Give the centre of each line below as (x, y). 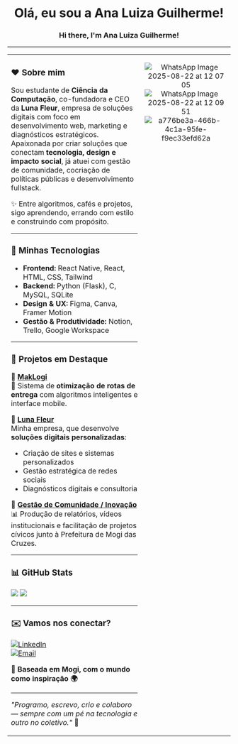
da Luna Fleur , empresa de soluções (72, 108)
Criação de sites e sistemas (69, 454)
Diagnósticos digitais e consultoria (80, 489)
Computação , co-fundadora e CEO (70, 99)
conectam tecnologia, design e (63, 153)
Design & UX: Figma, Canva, (70, 304)
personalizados (49, 462)
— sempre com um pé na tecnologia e (74, 713)
